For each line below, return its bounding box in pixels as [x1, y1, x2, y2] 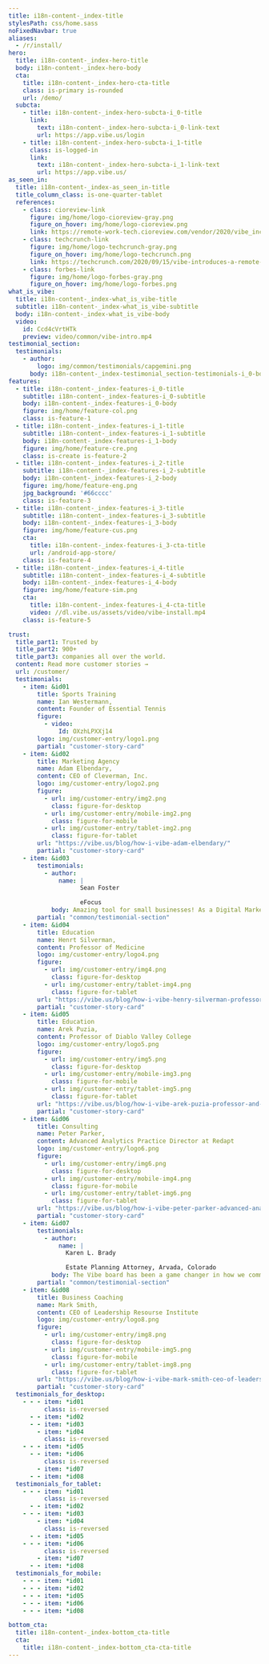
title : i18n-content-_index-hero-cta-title [22, 79, 171, 87]
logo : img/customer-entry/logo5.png [37, 1040, 159, 1048]
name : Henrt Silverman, [37, 935, 116, 944]
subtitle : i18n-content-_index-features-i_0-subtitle [22, 392, 206, 400]
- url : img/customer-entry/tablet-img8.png [43, 1361, 192, 1369]
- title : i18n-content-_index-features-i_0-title [15, 384, 184, 393]
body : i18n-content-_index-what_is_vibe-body [15, 310, 171, 318]
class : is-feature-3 [22, 497, 91, 505]
